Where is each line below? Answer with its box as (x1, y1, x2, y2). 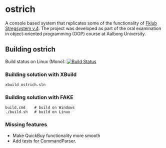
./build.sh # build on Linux (5, 109, 70, 114)
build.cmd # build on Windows (5, 105, 75, 110)
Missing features (5, 121, 47, 128)
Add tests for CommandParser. (12, 137, 76, 143)
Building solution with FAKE (5, 93, 73, 100)
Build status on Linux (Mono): (5, 58, 66, 64)
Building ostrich (5, 45, 56, 53)
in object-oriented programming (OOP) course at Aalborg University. (5, 30, 146, 36)
